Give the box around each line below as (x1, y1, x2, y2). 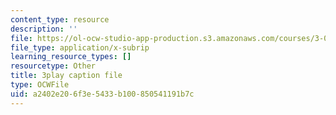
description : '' (10, 24, 78, 34)
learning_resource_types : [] (10, 52, 132, 62)
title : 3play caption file (10, 71, 123, 81)
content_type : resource (10, 14, 110, 25)
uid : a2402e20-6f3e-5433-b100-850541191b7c (10, 89, 195, 99)
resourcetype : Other (10, 61, 97, 71)
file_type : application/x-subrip (10, 42, 150, 53)
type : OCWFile (10, 80, 70, 90)
